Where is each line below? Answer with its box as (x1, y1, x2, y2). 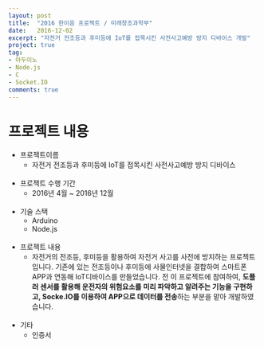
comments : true (8, 85, 59, 94)
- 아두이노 (8, 57, 38, 64)
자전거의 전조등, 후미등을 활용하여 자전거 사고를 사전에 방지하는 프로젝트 (31, 252, 256, 262)
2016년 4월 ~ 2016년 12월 (31, 189, 114, 198)
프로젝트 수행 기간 (19, 178, 76, 188)
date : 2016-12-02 (8, 26, 73, 34)
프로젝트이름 (19, 150, 60, 160)
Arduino (31, 216, 58, 225)
